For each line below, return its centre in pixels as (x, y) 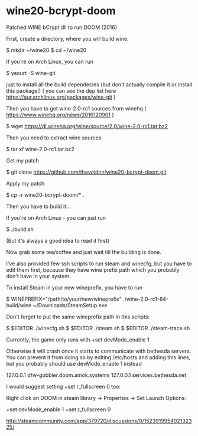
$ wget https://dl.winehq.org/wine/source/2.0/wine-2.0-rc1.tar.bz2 (87, 126)
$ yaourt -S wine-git (31, 73)
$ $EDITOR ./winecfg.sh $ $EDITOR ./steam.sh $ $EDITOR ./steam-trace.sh (98, 328)
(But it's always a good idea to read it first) (58, 240)
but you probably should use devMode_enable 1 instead (74, 363)
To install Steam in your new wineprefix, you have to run (74, 287)
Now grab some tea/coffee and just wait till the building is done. (84, 252)
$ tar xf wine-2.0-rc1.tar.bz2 (40, 149)
